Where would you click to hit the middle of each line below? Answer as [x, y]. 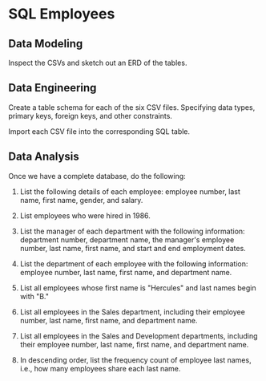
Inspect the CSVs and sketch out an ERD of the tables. [98, 63]
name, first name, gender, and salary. [81, 200]
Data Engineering [52, 88]
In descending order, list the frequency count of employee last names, [135, 360]
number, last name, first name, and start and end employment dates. [133, 248]
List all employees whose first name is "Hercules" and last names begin [138, 288]
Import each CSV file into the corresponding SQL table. [99, 131]
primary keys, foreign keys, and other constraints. [90, 116]
